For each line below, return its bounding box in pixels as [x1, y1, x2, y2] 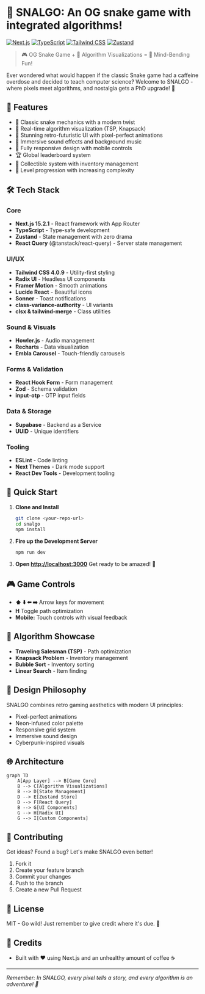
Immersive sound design [15, 732, 77, 739]
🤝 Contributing [6, 832, 63, 842]
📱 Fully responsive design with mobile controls [15, 144, 132, 151]
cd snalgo [15, 521, 41, 527]
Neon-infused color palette [15, 719, 84, 727]
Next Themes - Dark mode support [15, 463, 105, 470]
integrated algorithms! [6, 18, 123, 32]
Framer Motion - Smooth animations [15, 281, 108, 289]
